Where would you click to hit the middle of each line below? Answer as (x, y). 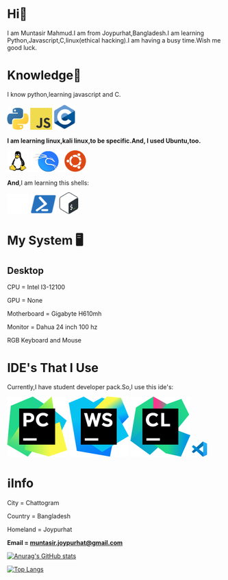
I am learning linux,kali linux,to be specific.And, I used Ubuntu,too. (104, 141)
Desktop (26, 270)
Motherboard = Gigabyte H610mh (54, 314)
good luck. (22, 47)
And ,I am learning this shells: (48, 183)
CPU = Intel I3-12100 (36, 287)
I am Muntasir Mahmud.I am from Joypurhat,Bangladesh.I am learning (105, 33)
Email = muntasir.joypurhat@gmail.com (65, 543)
